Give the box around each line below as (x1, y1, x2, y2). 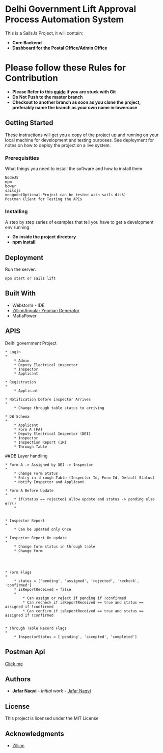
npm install (12, 239, 36, 245)
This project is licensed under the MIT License (5, 715, 99, 721)
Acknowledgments (5, 729, 65, 738)
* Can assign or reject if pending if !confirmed (23, 596, 126, 601)
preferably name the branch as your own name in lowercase (12, 104, 137, 110)
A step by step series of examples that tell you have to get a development (5, 219, 154, 225)
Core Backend (12, 39, 42, 45)
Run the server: (5, 266, 36, 272)
